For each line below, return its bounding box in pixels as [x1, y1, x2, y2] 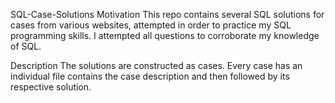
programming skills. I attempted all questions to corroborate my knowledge [10, 30, 320, 41]
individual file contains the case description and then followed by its [10, 70, 290, 82]
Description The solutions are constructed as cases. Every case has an [10, 60, 303, 71]
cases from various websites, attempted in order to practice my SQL [10, 19, 292, 31]
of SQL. [10, 40, 42, 52]
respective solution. [10, 81, 92, 93]
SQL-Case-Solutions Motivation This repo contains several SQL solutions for [10, 9, 325, 20]
